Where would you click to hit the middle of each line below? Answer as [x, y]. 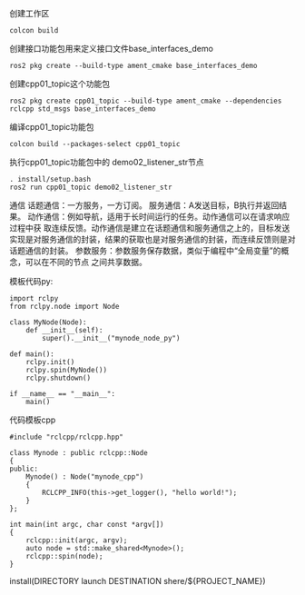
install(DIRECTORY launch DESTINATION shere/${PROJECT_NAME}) [138, 581]
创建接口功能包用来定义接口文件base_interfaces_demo [111, 49]
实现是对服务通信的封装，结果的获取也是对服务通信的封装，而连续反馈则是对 [152, 239]
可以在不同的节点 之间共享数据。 [86, 262]
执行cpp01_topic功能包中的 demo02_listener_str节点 [107, 162]
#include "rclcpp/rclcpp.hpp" [67, 437]
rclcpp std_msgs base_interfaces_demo [83, 109]
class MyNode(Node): [49, 322]
